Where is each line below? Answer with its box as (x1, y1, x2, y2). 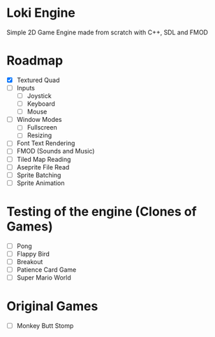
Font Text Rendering (16, 139, 75, 148)
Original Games (6, 298, 98, 315)
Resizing (27, 131, 52, 139)
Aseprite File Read (16, 163, 70, 171)
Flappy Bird (16, 249, 50, 258)
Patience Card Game (16, 265, 77, 274)
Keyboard (27, 99, 55, 108)
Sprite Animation (16, 179, 65, 187)
